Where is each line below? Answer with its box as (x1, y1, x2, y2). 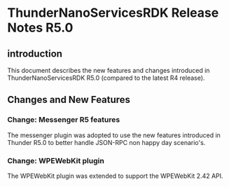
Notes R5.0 (7, 20, 74, 36)
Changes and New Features (7, 94, 131, 106)
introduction (7, 48, 63, 60)
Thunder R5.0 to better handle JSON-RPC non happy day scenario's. (7, 138, 206, 146)
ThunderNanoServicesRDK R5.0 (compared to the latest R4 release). (7, 74, 205, 82)
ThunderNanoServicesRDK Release (7, 5, 219, 21)
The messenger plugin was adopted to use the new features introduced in (7, 131, 221, 139)
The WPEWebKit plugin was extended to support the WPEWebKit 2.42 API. (7, 172, 223, 180)
